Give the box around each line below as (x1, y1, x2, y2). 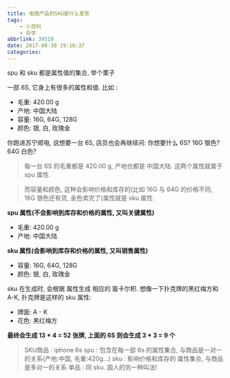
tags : (7, 17, 23, 23)
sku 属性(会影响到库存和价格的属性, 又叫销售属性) (7, 246, 148, 254)
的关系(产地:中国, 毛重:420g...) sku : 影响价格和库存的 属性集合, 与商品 (23, 354, 224, 363)
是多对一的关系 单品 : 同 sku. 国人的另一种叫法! (23, 363, 157, 371)
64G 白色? (7, 147, 37, 155)
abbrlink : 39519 (7, 36, 54, 43)
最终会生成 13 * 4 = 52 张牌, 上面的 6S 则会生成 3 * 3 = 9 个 (7, 331, 176, 339)
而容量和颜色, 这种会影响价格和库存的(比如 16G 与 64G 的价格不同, (23, 185, 213, 193)
